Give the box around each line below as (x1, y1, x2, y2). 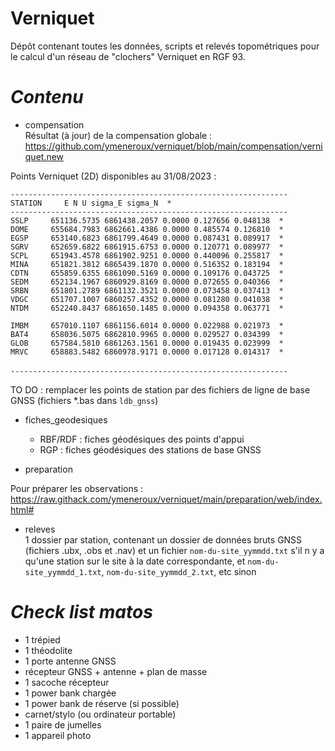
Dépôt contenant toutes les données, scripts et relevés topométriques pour (10, 40, 320, 52)
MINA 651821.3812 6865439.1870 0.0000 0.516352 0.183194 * (10, 259, 284, 269)
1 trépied (24, 633, 61, 646)
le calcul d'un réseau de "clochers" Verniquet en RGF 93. (10, 50, 246, 62)
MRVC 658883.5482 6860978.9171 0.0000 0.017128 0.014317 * (10, 347, 284, 357)
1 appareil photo (24, 729, 92, 741)
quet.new (24, 150, 65, 162)
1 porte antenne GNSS (24, 655, 117, 667)
